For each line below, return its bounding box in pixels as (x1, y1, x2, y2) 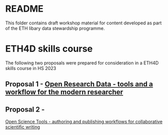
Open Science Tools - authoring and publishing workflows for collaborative (5, 119, 163, 125)
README (5, 3, 44, 15)
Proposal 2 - (5, 105, 45, 114)
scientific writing (5, 124, 40, 130)
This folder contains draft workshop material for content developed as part (5, 20, 162, 26)
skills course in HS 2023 (5, 65, 57, 71)
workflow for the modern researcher (5, 88, 123, 96)
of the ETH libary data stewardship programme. (5, 25, 105, 31)
